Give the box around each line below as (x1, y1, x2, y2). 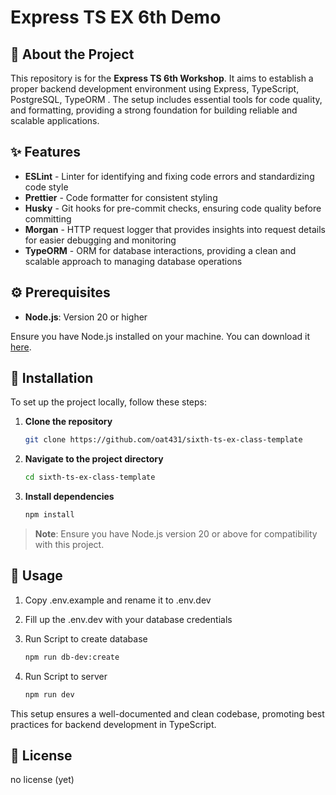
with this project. (34, 539, 105, 551)
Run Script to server (24, 670, 108, 682)
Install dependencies (24, 491, 115, 503)
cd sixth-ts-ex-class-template (24, 472, 156, 483)
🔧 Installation (10, 370, 94, 387)
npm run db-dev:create (24, 652, 120, 662)
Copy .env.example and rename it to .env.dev (24, 594, 212, 606)
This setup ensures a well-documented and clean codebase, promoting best (10, 707, 325, 720)
